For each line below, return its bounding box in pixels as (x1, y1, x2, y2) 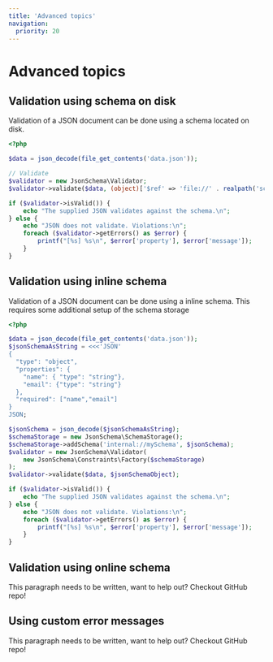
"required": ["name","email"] (15, 396, 118, 404)
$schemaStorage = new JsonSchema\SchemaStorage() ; (8, 432, 184, 441)
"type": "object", (15, 358, 79, 366)
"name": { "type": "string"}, (23, 373, 126, 381)
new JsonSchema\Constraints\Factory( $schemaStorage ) (23, 456, 206, 464)
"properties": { (15, 365, 71, 374)
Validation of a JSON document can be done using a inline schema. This (8, 296, 250, 305)
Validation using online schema (8, 560, 171, 574)
